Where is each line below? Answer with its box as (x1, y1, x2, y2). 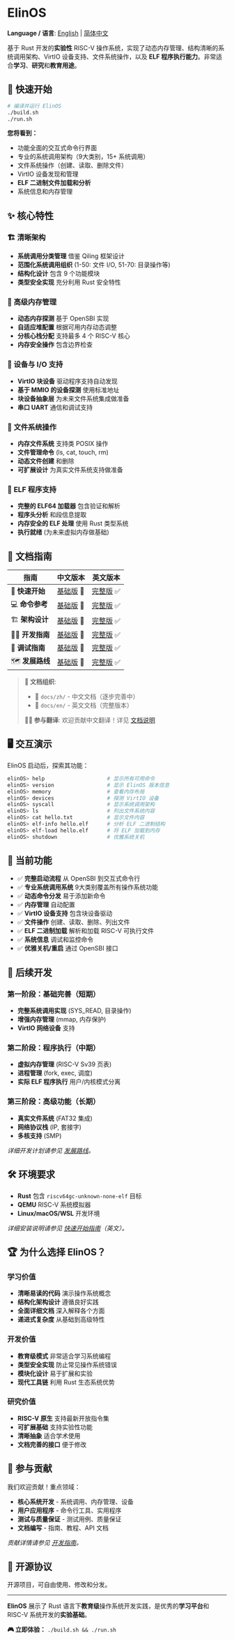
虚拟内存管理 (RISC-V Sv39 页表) (17, 1060, 112, 1068)
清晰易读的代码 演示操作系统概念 (17, 1289, 111, 1297)
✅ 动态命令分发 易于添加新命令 (17, 892, 106, 900)
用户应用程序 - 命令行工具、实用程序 (17, 1506, 122, 1514)
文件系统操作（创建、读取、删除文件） (17, 161, 127, 170)
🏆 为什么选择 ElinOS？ (7, 1246, 107, 1258)
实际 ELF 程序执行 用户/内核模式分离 (17, 1078, 121, 1086)
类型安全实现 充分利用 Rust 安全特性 (17, 278, 121, 287)
